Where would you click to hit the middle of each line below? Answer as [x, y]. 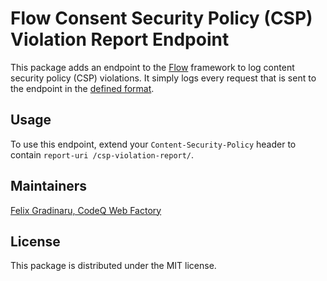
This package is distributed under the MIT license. [113, 266]
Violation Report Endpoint [120, 39]
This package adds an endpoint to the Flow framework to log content [152, 67]
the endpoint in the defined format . [82, 88]
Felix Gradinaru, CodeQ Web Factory [86, 210]
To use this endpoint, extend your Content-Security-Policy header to [153, 144]
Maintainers [49, 186]
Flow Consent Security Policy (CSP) [161, 18]
